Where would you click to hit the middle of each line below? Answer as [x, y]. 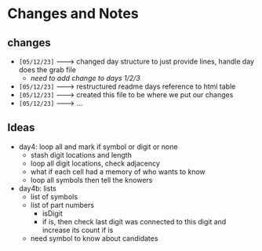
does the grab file [47, 70]
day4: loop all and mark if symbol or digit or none [98, 147]
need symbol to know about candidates [94, 238]
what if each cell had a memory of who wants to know [118, 171]
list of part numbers [62, 205]
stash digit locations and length [81, 155]
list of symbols [54, 196]
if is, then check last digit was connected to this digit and [134, 221]
